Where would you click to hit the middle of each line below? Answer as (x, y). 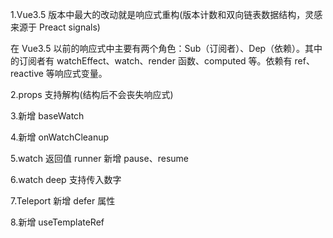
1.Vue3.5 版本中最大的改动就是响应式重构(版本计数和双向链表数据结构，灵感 (166, 14)
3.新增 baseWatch (47, 116)
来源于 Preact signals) (55, 27)
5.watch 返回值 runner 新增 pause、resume (99, 158)
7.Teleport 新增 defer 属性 (63, 201)
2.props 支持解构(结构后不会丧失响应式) (92, 94)
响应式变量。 (81, 73)
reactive (27, 73)
